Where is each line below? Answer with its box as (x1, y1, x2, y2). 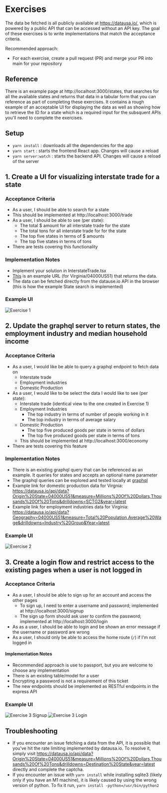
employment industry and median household (5, 329, 148, 338)
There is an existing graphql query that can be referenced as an (12, 467, 143, 473)
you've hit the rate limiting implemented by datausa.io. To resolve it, (12, 745, 151, 751)
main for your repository (12, 60, 62, 66)
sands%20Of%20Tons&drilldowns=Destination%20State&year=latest (12, 761, 155, 767)
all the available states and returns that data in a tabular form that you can (5, 93, 157, 99)
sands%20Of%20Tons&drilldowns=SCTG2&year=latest (12, 498, 127, 504)
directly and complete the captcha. (12, 767, 84, 773)
